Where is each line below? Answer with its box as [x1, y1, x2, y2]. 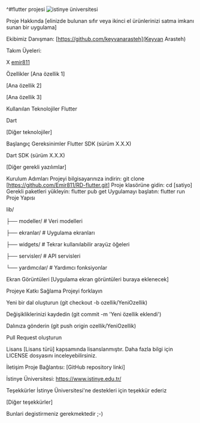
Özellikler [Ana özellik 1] [6, 70, 65, 78]
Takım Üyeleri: [6, 47, 42, 54]
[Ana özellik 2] [6, 82, 42, 89]
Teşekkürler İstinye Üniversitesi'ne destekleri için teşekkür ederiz [6, 387, 167, 394]
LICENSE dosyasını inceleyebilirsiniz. [6, 352, 97, 359]
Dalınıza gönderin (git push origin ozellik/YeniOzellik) [6, 322, 137, 329]
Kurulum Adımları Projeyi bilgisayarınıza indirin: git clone [6, 175, 145, 182]
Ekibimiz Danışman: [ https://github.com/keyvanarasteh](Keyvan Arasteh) [6, 35, 186, 42]
